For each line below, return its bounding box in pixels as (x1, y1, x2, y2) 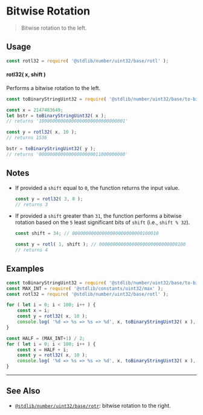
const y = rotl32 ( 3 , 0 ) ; (14, 195, 83, 202)
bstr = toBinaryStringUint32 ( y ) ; (6, 146, 96, 152)
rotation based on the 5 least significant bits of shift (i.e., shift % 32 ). (14, 219, 190, 226)
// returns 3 (14, 201, 48, 207)
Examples (6, 264, 44, 274)
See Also (6, 386, 40, 396)
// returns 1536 (6, 135, 47, 141)
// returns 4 (14, 247, 48, 253)
